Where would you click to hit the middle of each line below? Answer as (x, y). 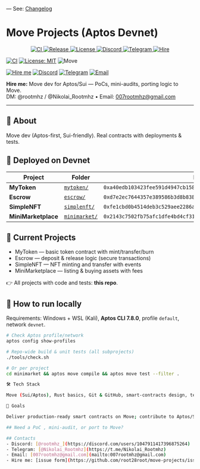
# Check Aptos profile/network (45, 336)
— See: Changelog (29, 9)
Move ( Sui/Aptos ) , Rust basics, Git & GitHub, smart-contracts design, (97, 395)
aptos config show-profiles (41, 341)
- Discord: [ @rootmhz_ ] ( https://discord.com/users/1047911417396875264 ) (98, 444)
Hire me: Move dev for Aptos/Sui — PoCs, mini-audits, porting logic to (92, 84)
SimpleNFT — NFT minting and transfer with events (78, 264)
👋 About (21, 121)
